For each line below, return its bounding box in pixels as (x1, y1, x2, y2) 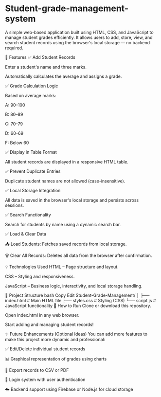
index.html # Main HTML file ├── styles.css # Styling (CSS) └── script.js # (5, 297, 156, 303)
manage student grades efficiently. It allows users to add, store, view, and (5, 35, 153, 40)
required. (5, 45, 23, 51)
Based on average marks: (5, 92, 56, 98)
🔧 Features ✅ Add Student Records (5, 54, 75, 60)
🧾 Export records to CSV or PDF (5, 367, 69, 373)
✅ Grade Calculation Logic (5, 83, 58, 89)
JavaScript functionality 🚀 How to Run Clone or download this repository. (5, 303, 152, 308)
